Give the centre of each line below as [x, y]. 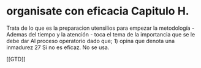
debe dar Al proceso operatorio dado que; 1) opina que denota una [91, 41]
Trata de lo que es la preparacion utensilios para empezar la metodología [99, 28]
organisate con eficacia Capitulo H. [98, 11]
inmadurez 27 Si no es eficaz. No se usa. [58, 47]
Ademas [17, 34]
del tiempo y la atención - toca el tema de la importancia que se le [112, 34]
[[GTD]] [16, 59]
